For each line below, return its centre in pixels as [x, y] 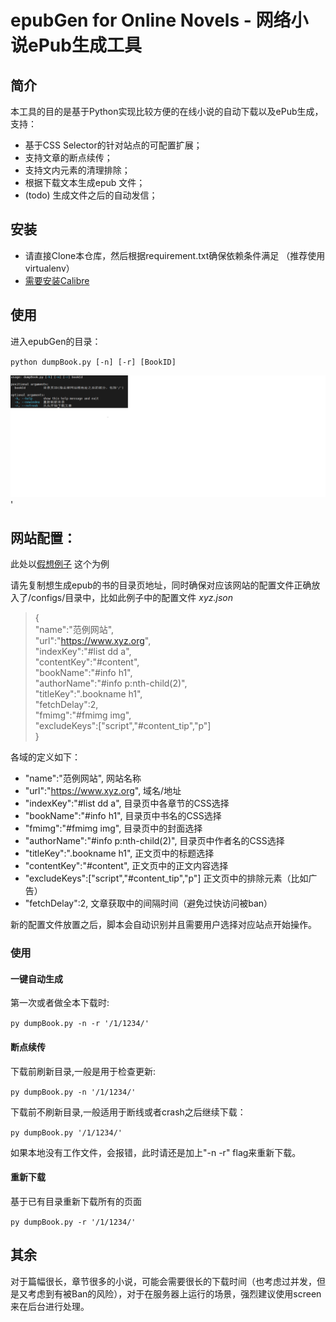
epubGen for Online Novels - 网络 [151, 20]
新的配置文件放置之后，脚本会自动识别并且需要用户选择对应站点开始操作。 [163, 925]
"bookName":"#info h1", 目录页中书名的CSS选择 [123, 816]
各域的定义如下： [45, 757]
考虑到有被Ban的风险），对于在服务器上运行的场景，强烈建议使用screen [174, 1293]
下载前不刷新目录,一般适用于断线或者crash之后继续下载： [128, 1112]
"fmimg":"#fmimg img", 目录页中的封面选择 [113, 828]
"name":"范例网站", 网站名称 [83, 778]
